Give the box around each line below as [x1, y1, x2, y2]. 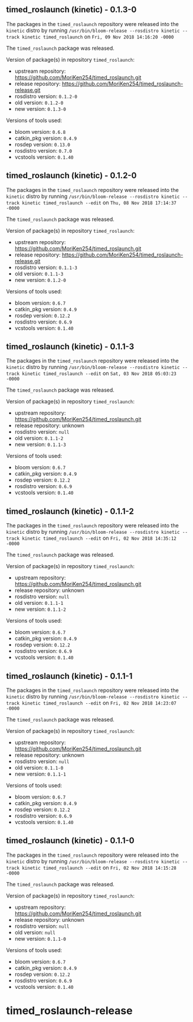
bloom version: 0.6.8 [14, 128, 66, 135]
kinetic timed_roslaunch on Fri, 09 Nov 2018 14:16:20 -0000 [21, 33, 174, 40]
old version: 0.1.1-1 [14, 600, 64, 607]
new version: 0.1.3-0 [14, 105, 66, 112]
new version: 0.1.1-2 [14, 605, 66, 613]
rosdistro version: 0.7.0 [14, 147, 73, 154]
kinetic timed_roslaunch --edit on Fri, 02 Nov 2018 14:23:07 [21, 699, 177, 707]
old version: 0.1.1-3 [14, 270, 64, 277]
